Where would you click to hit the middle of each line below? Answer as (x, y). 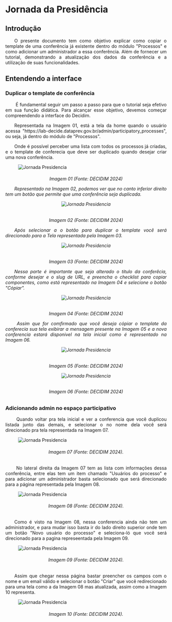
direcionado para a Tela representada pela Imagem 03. (64, 235)
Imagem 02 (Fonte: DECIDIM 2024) (86, 220)
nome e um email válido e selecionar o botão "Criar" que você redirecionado (86, 581)
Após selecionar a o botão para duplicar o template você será (91, 230)
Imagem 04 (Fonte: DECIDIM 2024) (86, 314)
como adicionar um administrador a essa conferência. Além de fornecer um (86, 52)
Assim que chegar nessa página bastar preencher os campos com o (91, 576)
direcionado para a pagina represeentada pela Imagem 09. (67, 538)
